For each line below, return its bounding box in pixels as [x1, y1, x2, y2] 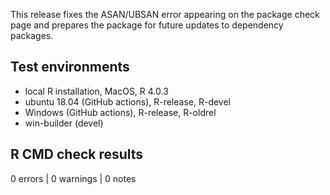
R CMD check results [10, 146, 144, 163]
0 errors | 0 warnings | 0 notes [10, 172, 137, 184]
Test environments [10, 59, 130, 76]
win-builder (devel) [24, 117, 104, 129]
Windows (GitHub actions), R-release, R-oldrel [24, 106, 217, 118]
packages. [10, 30, 54, 41]
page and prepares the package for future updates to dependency [10, 19, 284, 31]
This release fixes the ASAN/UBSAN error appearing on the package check [10, 9, 320, 20]
